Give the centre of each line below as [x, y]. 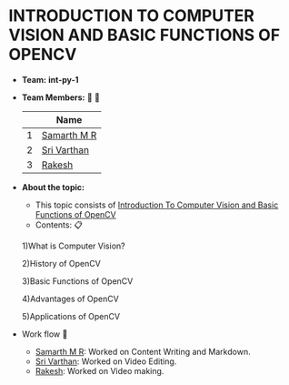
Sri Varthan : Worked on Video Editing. [106, 361]
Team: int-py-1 [50, 79]
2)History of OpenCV [61, 263]
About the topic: [53, 187]
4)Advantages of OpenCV [70, 299]
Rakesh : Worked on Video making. [100, 370]
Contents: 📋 [59, 225]
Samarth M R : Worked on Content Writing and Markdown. [143, 351]
